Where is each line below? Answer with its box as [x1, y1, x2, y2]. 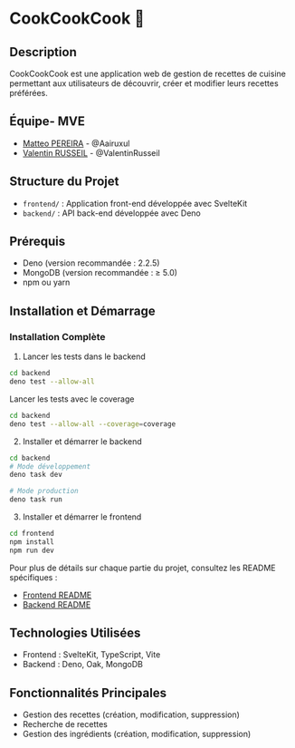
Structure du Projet [9, 174, 119, 189]
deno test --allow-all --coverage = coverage [9, 419, 176, 429]
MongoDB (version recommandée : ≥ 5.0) [22, 267, 178, 278]
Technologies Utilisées [9, 626, 141, 641]
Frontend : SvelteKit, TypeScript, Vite [22, 649, 161, 660]
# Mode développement [9, 461, 91, 471]
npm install [9, 537, 54, 547]
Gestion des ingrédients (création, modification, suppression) [22, 729, 252, 740]
